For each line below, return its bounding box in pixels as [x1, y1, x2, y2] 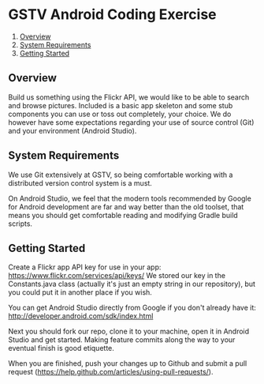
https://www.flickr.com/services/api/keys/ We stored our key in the [8, 271, 226, 280]
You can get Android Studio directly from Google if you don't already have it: [8, 303, 256, 313]
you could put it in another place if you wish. [8, 288, 152, 297]
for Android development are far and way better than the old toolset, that [8, 201, 244, 211]
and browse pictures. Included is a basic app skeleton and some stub [8, 100, 233, 110]
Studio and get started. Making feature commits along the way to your [8, 335, 236, 344]
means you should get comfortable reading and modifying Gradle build [8, 210, 238, 220]
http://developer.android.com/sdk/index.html [8, 311, 154, 321]
